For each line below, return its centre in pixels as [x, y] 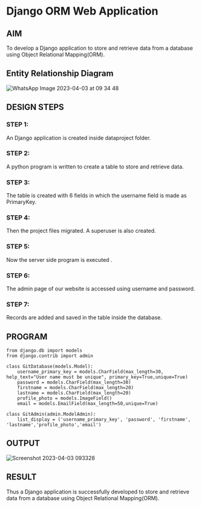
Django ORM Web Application [82, 11]
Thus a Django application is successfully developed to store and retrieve [98, 492]
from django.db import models [44, 351]
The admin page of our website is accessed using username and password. [101, 289]
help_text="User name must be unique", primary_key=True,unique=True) [97, 377]
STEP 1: [18, 124]
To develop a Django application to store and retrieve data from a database [100, 48]
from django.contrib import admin [50, 356]
